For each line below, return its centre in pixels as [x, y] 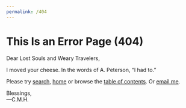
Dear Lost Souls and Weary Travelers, [53, 58]
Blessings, [19, 93]
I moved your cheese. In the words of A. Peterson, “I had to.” [81, 70]
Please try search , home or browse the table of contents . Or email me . [93, 81]
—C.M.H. [17, 99]
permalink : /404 [26, 12]
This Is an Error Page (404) [75, 41]
